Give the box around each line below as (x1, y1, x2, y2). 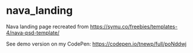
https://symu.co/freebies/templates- (89, 23, 178, 30)
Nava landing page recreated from (6, 23, 89, 30)
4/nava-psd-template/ (6, 29, 60, 36)
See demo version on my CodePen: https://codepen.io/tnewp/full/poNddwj (6, 40, 187, 47)
